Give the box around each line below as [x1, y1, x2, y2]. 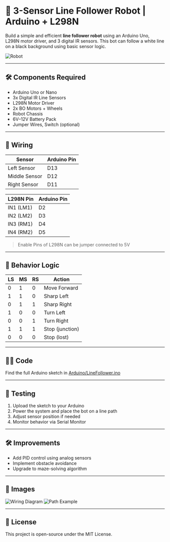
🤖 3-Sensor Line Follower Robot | [5, 5, 146, 17]
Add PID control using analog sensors [12, 454, 92, 461]
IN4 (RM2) [8, 228, 33, 235]
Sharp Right [44, 301, 72, 308]
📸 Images [5, 485, 35, 493]
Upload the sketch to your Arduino [12, 403, 84, 408]
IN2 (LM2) [8, 212, 33, 219]
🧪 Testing [5, 389, 36, 398]
